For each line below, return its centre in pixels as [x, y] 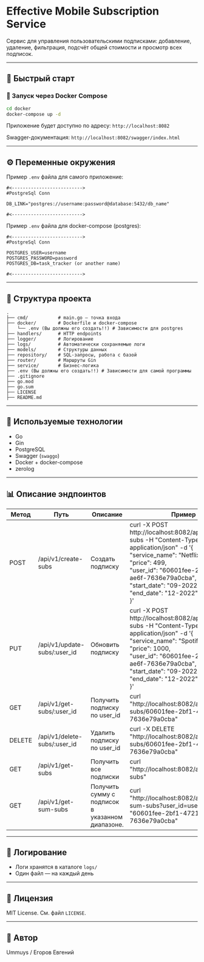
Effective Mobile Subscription [83, 11]
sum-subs [53, 809]
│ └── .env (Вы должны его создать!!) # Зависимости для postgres [95, 329]
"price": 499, [148, 562]
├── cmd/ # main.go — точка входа [63, 318]
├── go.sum [20, 387]
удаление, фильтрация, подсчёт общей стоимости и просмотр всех [94, 47]
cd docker [19, 108]
